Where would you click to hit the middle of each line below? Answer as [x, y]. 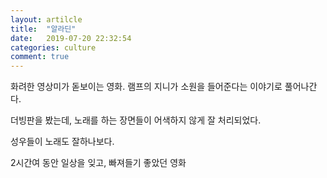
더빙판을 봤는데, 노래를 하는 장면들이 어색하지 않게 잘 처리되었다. [136, 120]
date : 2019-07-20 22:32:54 [71, 38]
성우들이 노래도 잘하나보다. [62, 142]
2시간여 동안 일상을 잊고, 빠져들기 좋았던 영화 [98, 163]
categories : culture [53, 47]
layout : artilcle [46, 19]
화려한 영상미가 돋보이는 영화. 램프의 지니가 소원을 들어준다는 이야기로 [146, 87]
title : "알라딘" [43, 29]
